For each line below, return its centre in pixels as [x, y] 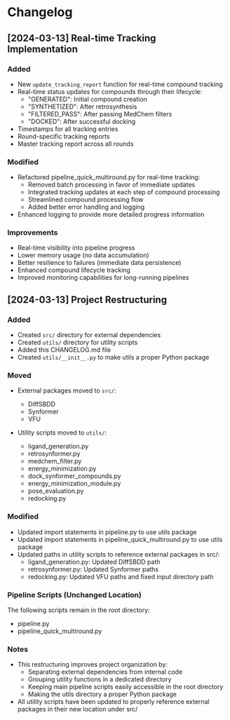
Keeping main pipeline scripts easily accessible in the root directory [126, 687]
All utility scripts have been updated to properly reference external [113, 702]
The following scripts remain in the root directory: [79, 610]
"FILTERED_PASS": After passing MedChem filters [100, 114]
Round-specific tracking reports [63, 136]
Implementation [43, 49]
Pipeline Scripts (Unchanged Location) [74, 595]
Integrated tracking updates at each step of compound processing [124, 192]
